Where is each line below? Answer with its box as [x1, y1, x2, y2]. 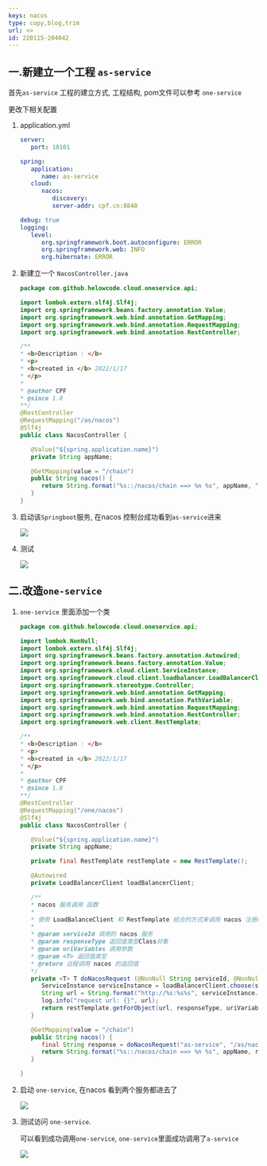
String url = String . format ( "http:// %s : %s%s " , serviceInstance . [41, 990, 259, 998]
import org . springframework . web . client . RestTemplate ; [19, 718, 202, 727]
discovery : [52, 195, 88, 203]
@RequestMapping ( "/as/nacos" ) [19, 416, 121, 425]
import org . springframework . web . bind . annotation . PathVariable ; [19, 696, 234, 704]
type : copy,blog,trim [8, 19, 80, 27]
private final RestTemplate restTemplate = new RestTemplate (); [30, 857, 249, 866]
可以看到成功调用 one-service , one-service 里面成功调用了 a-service [19, 1133, 239, 1143]
